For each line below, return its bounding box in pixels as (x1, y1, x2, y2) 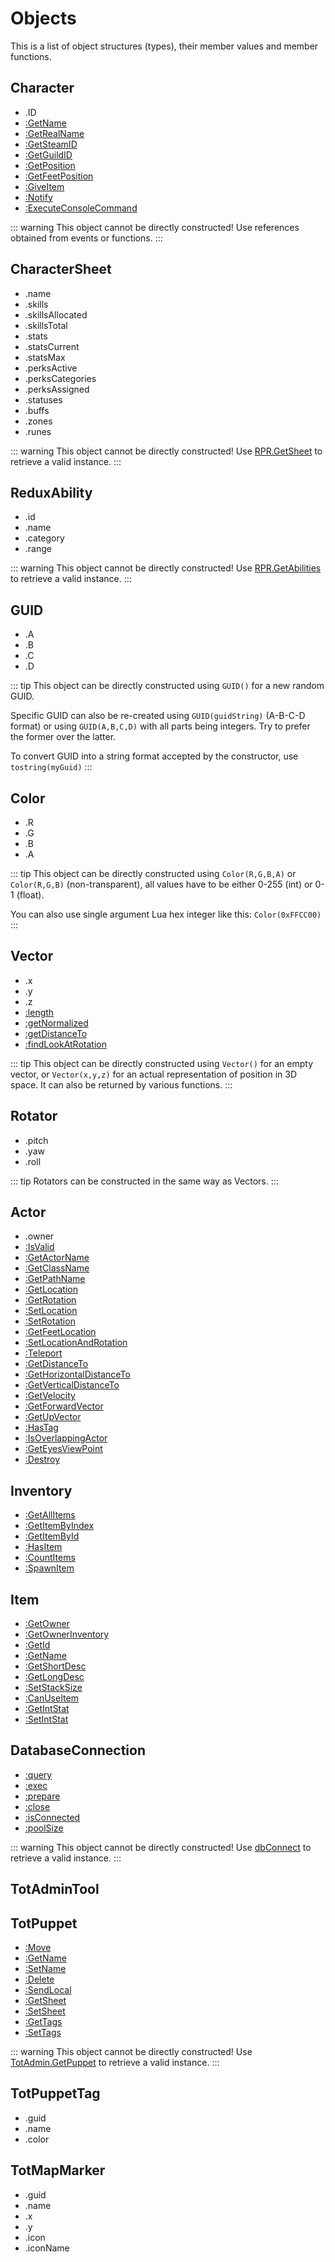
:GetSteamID (24, 138, 78, 150)
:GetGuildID (24, 148, 73, 161)
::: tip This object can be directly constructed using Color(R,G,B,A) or (10, 868, 297, 879)
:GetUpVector (24, 1411, 82, 1423)
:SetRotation (24, 1315, 76, 1327)
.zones (24, 415, 53, 427)
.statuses (24, 393, 63, 406)
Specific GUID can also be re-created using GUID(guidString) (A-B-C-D (10, 710, 306, 722)
